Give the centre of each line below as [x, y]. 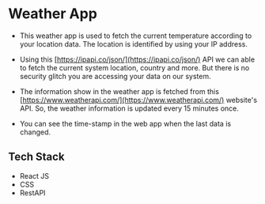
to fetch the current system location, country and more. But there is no [134, 67]
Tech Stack [36, 157]
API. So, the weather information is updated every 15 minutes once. [129, 108]
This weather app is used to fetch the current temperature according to [136, 36]
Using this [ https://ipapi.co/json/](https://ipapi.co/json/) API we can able [137, 59]
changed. [35, 132]
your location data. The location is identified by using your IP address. [133, 43]
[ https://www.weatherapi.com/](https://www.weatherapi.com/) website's [138, 100]
